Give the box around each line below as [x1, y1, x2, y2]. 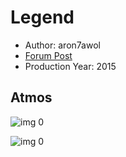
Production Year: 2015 [24, 60, 117, 72]
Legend [10, 6, 75, 29]
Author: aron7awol [24, 39, 101, 51]
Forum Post [24, 49, 73, 61]
